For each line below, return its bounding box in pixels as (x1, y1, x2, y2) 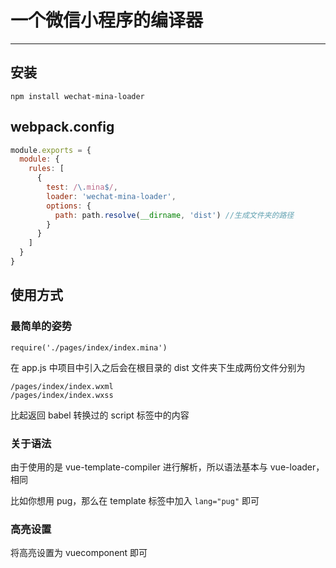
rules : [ (28, 164, 65, 174)
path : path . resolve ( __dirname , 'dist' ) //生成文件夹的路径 (54, 210, 295, 220)
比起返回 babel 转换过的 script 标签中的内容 (10, 409, 190, 421)
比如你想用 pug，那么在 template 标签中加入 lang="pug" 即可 (10, 494, 260, 506)
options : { (46, 201, 92, 211)
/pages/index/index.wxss (10, 390, 114, 400)
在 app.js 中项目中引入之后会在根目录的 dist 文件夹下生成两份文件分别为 (10, 361, 306, 373)
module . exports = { (10, 145, 92, 155)
